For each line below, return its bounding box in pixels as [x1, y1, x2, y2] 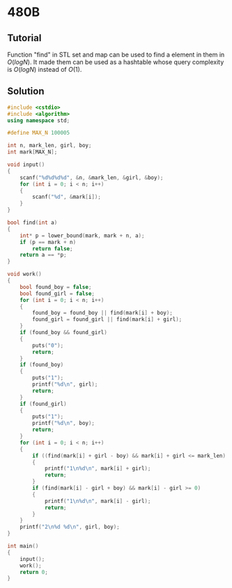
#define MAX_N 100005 [7, 130, 70, 137]
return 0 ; [20, 568, 49, 575]
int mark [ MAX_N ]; [7, 149, 58, 156]
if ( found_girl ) [20, 400, 68, 407]
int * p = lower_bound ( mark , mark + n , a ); [20, 232, 145, 239]
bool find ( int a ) [7, 219, 58, 227]
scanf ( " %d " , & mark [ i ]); [32, 193, 101, 201]
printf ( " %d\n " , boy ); [32, 420, 95, 427]
